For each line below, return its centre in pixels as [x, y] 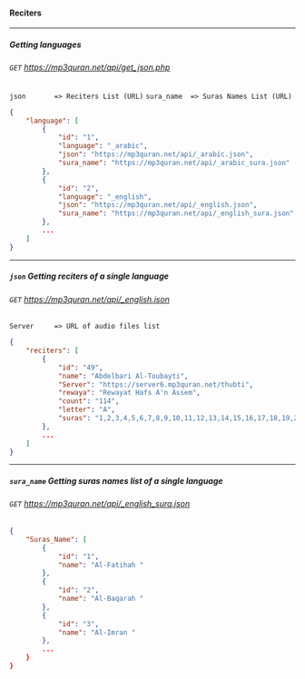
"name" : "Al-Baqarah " [101, 599]
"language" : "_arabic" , [103, 146]
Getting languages [45, 44]
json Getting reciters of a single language [89, 276]
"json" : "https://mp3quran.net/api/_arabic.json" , [156, 154]
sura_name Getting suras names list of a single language [117, 481]
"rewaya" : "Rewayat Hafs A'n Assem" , [129, 393]
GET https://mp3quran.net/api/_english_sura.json [100, 504]
